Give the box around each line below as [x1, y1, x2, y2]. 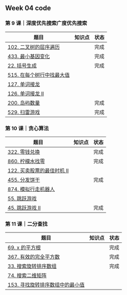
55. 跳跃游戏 [7, 195, 37, 202]
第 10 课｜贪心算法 [5, 125, 49, 132]
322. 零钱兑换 [7, 148, 40, 155]
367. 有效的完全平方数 [7, 253, 60, 260]
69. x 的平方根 [7, 244, 41, 251]
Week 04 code [5, 4, 51, 12]
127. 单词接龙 [7, 80, 40, 87]
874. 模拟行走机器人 [7, 186, 55, 193]
